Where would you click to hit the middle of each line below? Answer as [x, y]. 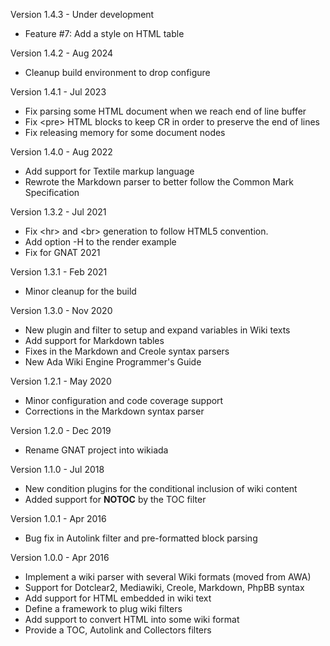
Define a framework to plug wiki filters [103, 608]
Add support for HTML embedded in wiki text [118, 598]
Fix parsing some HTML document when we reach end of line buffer [165, 111]
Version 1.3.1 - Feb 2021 [59, 272]
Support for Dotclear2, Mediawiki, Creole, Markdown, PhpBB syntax [164, 587]
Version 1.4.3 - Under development [82, 14]
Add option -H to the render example [100, 242]
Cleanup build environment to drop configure [117, 72]
